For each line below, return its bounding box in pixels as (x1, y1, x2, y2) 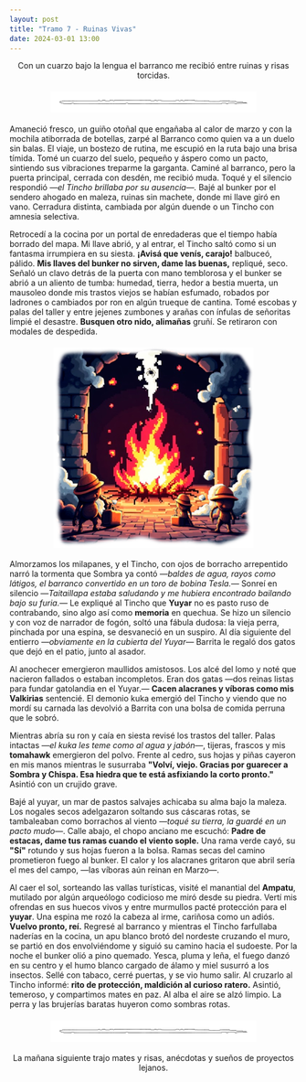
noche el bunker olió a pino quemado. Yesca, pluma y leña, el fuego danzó (9, 950, 290, 961)
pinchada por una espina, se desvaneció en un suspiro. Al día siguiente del (9, 627, 291, 637)
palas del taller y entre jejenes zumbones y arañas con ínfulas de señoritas (9, 306, 290, 317)
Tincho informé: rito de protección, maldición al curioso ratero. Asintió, (9, 980, 281, 991)
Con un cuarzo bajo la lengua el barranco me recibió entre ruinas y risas (17, 60, 290, 71)
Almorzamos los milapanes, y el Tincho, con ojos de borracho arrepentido (9, 559, 289, 570)
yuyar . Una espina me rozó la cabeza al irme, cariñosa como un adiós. (9, 911, 276, 923)
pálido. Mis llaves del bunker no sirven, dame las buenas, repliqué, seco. (9, 258, 289, 269)
